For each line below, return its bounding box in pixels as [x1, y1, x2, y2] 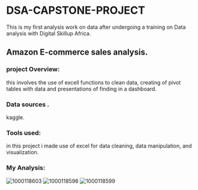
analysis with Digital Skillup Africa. [6, 29, 91, 37]
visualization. [6, 149, 39, 156]
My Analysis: [6, 164, 46, 172]
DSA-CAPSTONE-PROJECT [6, 4, 146, 17]
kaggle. [6, 113, 25, 120]
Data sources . [6, 100, 50, 108]
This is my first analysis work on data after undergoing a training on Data [6, 23, 186, 31]
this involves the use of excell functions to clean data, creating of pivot [6, 79, 181, 86]
